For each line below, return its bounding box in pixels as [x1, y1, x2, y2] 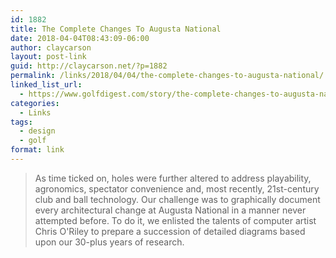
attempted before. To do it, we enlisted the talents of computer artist [34, 214, 317, 226]
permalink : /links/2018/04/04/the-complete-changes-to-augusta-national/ [10, 71, 325, 81]
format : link [10, 145, 65, 155]
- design [19, 126, 56, 136]
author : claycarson [10, 42, 92, 53]
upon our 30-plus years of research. [34, 236, 185, 248]
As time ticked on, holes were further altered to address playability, [34, 172, 312, 184]
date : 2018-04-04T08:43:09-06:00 [10, 33, 150, 43]
